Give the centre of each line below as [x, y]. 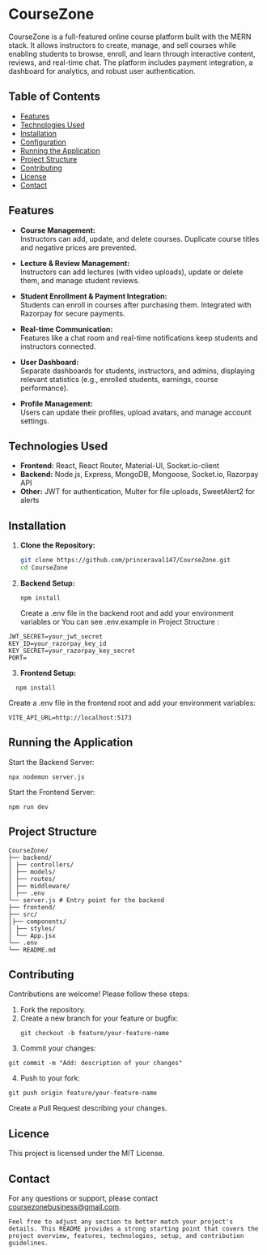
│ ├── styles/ [32, 928]
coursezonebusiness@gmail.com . [65, 1207]
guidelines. [28, 1243]
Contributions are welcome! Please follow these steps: [99, 994]
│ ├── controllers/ [41, 865]
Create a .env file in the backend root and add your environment [127, 612]
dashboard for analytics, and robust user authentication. [102, 71]
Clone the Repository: [57, 545]
